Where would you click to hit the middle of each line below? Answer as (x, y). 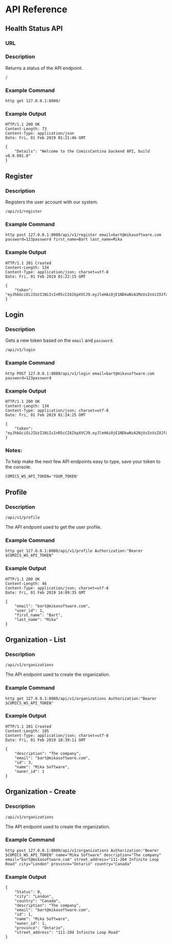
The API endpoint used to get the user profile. (53, 527)
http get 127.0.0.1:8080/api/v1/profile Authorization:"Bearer (74, 551)
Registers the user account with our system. (52, 202)
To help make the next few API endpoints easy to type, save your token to (83, 461)
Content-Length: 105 (27, 731)
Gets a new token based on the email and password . (60, 341)
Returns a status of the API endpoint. (44, 68)
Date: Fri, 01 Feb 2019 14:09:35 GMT (46, 593)
